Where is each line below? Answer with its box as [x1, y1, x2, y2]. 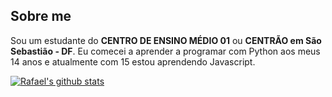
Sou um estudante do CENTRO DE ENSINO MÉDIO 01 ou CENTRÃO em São [10, 34, 322, 46]
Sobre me [10, 8, 72, 25]
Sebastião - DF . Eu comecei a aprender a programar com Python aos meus [10, 45, 321, 57]
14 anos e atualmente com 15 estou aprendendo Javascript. [10, 55, 256, 68]
